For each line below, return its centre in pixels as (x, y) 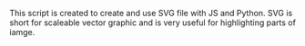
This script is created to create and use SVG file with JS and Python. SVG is (151, 13)
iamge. (22, 32)
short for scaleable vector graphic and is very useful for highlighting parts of (152, 23)
